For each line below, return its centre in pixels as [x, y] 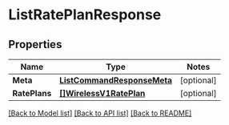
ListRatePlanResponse [85, 15]
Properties [35, 44]
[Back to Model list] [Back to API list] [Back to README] [100, 113]
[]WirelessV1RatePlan [102, 93]
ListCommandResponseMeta [116, 80]
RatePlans [32, 93]
